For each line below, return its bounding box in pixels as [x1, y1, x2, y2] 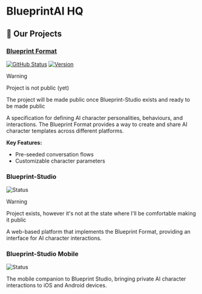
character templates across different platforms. [6, 127, 124, 135]
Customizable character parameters [15, 157, 106, 164]
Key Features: [6, 139, 42, 146]
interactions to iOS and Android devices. [6, 282, 107, 289]
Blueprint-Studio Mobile [6, 250, 79, 258]
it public [6, 216, 27, 223]
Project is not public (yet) [6, 84, 70, 91]
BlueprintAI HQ [6, 4, 84, 18]
